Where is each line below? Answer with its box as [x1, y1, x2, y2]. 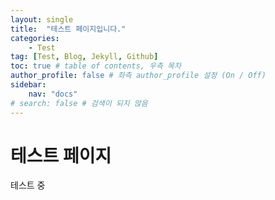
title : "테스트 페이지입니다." [10, 24, 127, 34]
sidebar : [10, 80, 47, 90]
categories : [10, 33, 60, 43]
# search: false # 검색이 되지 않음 [10, 98, 148, 108]
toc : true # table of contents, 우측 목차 [10, 61, 182, 71]
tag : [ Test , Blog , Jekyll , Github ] [10, 52, 159, 62]
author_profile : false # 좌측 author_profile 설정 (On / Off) [10, 71, 267, 81]
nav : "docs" [28, 89, 78, 99]
